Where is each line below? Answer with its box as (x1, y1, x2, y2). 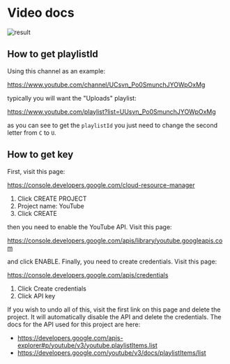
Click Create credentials (17, 284, 87, 293)
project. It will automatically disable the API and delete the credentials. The (7, 312, 222, 321)
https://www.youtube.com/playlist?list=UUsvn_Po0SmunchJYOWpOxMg (7, 107, 216, 116)
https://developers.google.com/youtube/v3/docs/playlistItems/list (17, 348, 207, 357)
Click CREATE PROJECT (17, 194, 87, 203)
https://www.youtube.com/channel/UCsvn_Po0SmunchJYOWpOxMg (7, 80, 206, 89)
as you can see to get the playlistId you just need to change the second (7, 121, 218, 129)
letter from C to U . (7, 128, 56, 137)
